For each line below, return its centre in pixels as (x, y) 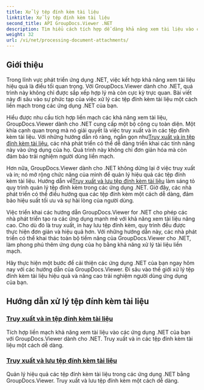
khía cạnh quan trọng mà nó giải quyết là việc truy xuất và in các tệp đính (98, 130)
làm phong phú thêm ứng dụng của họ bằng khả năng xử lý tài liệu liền (94, 244)
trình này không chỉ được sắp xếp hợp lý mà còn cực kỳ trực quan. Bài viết (99, 93)
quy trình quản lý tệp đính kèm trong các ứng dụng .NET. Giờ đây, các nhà (99, 187)
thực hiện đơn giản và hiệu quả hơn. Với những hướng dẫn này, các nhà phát (102, 232)
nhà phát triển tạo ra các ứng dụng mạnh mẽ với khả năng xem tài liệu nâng (101, 218)
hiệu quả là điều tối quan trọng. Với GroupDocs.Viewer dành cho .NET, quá (100, 86)
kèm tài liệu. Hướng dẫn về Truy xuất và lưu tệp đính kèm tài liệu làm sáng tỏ (101, 181)
